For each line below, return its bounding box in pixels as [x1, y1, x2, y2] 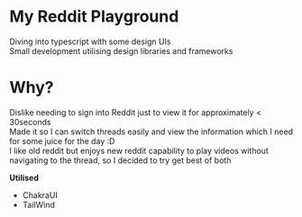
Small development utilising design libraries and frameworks [9, 45, 233, 56]
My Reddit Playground [9, 6, 179, 27]
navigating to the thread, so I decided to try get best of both [9, 155, 232, 166]
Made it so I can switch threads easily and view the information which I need [9, 126, 294, 137]
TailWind [22, 199, 56, 210]
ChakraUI [22, 189, 59, 200]
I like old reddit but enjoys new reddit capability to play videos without [9, 145, 269, 156]
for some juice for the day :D [9, 135, 115, 146]
